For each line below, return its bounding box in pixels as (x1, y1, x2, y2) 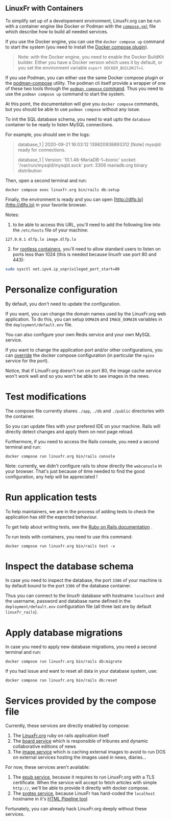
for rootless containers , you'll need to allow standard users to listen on (12, 245, 161, 252)
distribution (17, 167, 42, 173)
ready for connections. (17, 147, 66, 153)
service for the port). (5, 357, 49, 363)
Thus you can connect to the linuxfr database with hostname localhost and (5, 592, 164, 599)
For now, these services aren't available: (5, 764, 90, 770)
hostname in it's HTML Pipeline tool (12, 796, 88, 802)
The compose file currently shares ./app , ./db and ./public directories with (5, 407, 164, 414)
